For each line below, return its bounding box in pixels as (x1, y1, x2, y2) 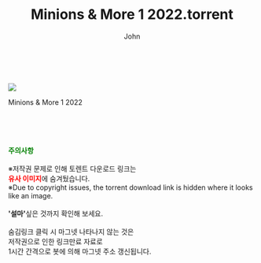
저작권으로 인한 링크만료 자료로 (8, 236, 104, 246)
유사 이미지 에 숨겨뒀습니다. (8, 173, 90, 183)
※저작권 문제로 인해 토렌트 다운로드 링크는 (8, 164, 137, 173)
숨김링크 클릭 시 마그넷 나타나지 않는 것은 (8, 227, 134, 236)
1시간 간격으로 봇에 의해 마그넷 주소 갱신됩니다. (8, 246, 152, 256)
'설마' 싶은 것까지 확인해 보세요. (8, 209, 104, 218)
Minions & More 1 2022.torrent (30, 6, 234, 24)
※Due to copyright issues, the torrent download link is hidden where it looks (8, 183, 253, 192)
